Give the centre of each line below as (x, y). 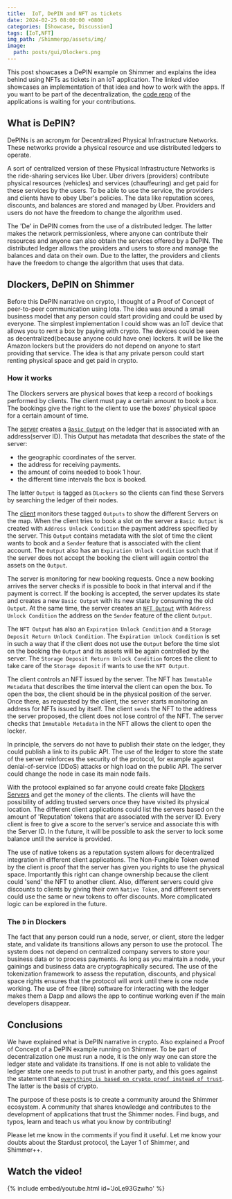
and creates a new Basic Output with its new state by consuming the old (110, 600)
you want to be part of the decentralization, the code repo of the (99, 94)
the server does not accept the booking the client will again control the (108, 558)
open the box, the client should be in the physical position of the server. (109, 694)
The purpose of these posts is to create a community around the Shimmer (113, 1099)
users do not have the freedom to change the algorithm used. (95, 212)
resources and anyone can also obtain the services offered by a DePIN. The (115, 241)
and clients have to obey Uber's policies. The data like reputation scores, (111, 198)
